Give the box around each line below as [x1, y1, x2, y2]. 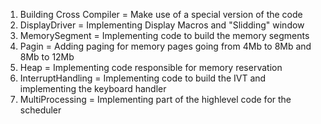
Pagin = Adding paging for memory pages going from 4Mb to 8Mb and [19, 40, 312, 52]
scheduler [19, 104, 62, 116]
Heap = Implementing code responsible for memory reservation [19, 62, 283, 73]
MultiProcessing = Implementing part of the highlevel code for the [19, 94, 292, 105]
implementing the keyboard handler [19, 83, 167, 94]
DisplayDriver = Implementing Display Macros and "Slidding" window [19, 19, 305, 31]
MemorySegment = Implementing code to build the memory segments [19, 30, 310, 41]
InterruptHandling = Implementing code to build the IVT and [19, 72, 267, 84]
